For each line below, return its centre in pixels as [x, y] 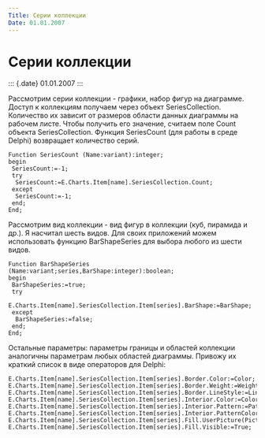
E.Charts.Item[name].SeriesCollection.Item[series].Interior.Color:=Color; [135, 400]
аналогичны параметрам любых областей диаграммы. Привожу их [122, 356]
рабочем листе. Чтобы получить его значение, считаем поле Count [122, 124]
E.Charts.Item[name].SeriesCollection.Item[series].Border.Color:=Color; [132, 379]
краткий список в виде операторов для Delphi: [87, 365]
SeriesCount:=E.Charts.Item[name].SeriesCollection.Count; [114, 183]
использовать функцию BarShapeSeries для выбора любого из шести [125, 242]
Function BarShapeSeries [49, 265]
